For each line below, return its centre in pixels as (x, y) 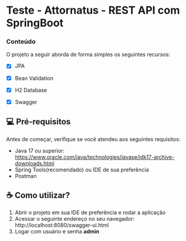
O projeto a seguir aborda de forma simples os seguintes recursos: (88, 55)
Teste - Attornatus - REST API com (93, 10)
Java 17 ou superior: (40, 151)
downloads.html (35, 163)
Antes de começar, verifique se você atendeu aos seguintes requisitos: (93, 139)
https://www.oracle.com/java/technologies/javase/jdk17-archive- (94, 157)
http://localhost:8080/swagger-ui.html (62, 225)
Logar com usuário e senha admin (57, 231)
